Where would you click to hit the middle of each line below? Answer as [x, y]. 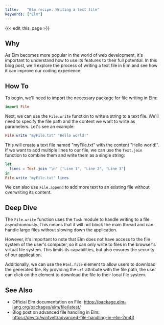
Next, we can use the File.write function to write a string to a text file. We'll [82, 116]
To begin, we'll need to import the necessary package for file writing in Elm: [81, 98]
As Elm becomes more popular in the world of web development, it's [74, 55]
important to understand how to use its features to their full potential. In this [81, 60]
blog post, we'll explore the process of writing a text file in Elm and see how [81, 65]
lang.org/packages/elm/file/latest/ [47, 307]
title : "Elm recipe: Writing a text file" [52, 10]
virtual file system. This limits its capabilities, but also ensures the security [80, 250]
